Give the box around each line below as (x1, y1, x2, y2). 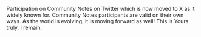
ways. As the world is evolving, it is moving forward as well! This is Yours (6, 18, 189, 24)
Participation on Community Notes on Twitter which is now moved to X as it (6, 5, 195, 12)
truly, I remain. (6, 24, 43, 31)
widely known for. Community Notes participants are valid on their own (6, 11, 184, 18)
